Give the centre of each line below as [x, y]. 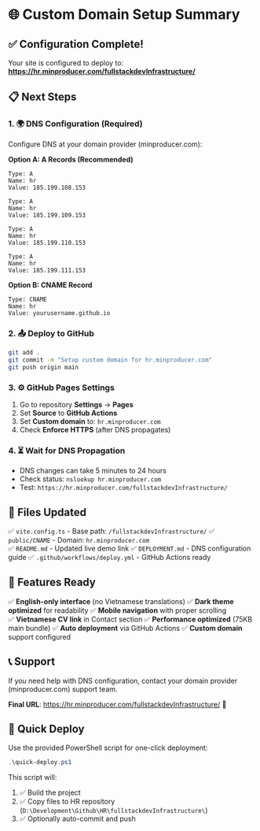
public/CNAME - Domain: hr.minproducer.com [79, 540]
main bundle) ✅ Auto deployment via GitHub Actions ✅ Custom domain [125, 628]
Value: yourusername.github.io [59, 313]
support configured [40, 636]
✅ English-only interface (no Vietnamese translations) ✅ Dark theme [121, 601]
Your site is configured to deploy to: [66, 63]
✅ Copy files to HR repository [67, 802]
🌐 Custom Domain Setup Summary [124, 15]
